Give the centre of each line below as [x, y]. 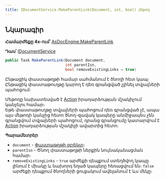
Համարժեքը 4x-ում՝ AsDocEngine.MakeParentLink [59, 42]
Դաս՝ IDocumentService [31, 51]
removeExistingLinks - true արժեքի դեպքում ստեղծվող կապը [81, 161]
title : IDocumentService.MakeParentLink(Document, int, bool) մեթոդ [78, 10]
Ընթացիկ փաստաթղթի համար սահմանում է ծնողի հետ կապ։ [77, 79]
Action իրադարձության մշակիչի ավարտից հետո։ [62, 126]
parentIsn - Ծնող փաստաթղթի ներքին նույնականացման [78, 150]
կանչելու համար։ [25, 105]
